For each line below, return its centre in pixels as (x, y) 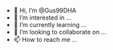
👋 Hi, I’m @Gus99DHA (45, 10)
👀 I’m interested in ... (42, 18)
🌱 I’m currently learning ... (50, 25)
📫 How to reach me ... (45, 40)
